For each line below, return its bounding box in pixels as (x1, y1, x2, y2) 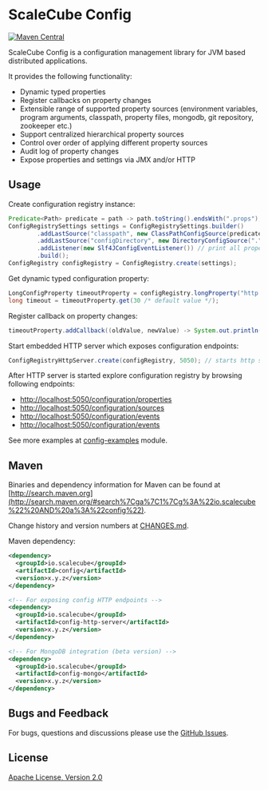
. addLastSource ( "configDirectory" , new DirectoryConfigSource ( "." (37, 237, 262, 245)
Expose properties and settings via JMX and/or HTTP (19, 154, 195, 165)
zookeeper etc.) (19, 121, 73, 130)
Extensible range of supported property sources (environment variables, (19, 104, 258, 113)
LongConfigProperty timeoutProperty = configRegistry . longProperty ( (8, 289, 241, 297)
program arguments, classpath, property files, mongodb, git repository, (19, 112, 254, 121)
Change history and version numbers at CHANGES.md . (8, 521, 189, 530)
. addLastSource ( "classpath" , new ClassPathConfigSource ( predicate (37, 229, 262, 237)
